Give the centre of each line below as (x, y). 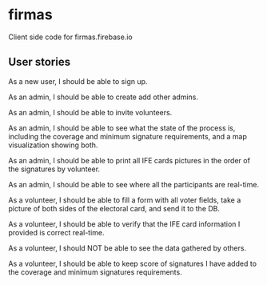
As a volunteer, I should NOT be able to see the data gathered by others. (127, 248)
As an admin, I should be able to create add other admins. (103, 97)
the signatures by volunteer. (54, 169)
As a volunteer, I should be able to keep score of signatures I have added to (133, 263)
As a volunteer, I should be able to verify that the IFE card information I (124, 224)
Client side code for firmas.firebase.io (71, 37)
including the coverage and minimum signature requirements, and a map (128, 136)
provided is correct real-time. (57, 232)
